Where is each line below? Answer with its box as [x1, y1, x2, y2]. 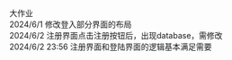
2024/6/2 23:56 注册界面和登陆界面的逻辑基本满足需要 [9, 41, 213, 52]
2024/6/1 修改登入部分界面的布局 [9, 19, 132, 30]
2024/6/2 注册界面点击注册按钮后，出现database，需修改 [9, 30, 223, 40]
